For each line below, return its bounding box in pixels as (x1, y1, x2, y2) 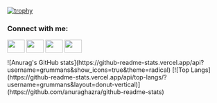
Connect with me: (7, 24, 69, 33)
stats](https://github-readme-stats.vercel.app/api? (60, 59, 205, 67)
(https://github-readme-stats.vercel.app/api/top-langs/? (7, 73, 168, 82)
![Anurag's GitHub (7, 59, 59, 67)
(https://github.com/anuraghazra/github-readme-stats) (7, 88, 164, 96)
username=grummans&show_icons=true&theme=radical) (7, 66, 171, 74)
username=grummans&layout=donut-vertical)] (7, 80, 141, 89)
